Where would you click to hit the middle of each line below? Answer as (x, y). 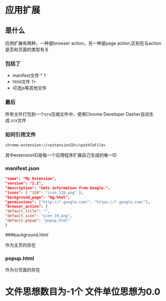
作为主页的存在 (20, 245)
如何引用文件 (21, 134)
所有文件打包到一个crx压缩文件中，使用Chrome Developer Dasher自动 (77, 114)
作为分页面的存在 (23, 270)
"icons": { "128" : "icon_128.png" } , (44, 192)
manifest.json (22, 168)
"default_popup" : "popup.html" (38, 220)
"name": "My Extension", (31, 179)
